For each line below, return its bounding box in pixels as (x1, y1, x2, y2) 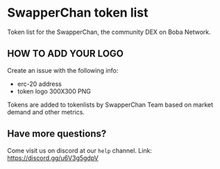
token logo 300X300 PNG (17, 87, 92, 95)
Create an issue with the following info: (7, 66, 119, 74)
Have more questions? (7, 128, 107, 140)
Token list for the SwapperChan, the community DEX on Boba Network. (7, 28, 212, 36)
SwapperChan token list (7, 5, 149, 21)
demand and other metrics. (7, 107, 85, 116)
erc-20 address (17, 80, 62, 88)
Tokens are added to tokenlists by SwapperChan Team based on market (7, 100, 214, 109)
